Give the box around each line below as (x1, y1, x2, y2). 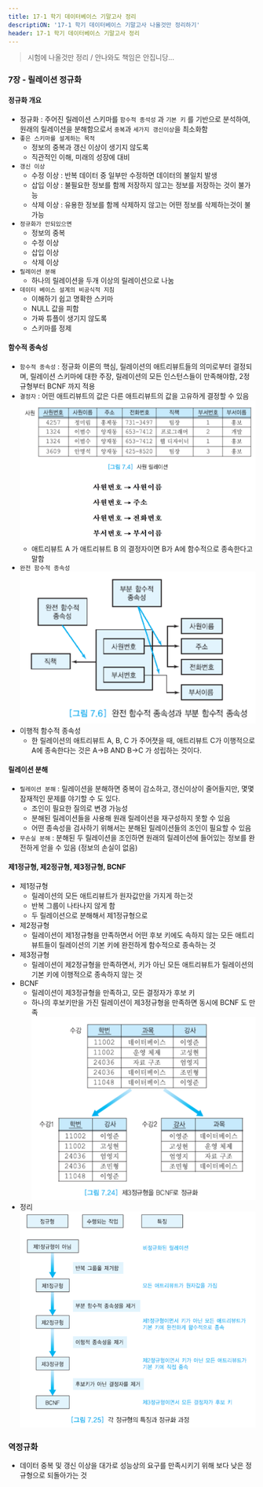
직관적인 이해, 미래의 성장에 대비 (31, 152, 130, 161)
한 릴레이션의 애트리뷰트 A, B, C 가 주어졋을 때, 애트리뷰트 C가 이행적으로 (31, 735, 255, 745)
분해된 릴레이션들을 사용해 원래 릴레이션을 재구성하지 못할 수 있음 (31, 813, 231, 823)
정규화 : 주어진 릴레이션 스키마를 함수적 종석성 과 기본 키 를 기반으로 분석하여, (19, 114, 251, 123)
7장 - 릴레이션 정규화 (8, 75, 82, 86)
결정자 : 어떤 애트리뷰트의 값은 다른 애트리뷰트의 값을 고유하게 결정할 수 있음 (19, 391, 250, 400)
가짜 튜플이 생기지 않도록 (31, 313, 108, 322)
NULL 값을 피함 (31, 304, 79, 313)
